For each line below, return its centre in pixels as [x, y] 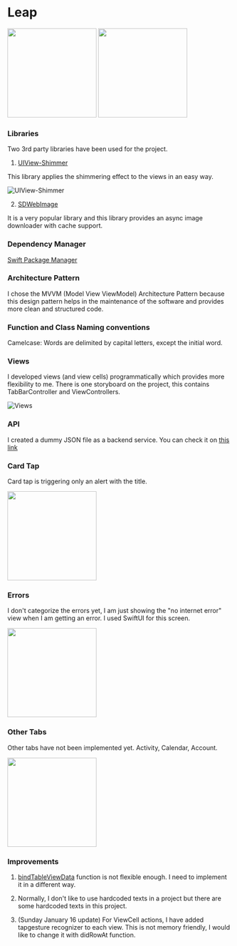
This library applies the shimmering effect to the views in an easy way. [110, 177]
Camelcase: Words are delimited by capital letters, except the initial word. [115, 343]
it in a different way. [47, 884]
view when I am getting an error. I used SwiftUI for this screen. [99, 618]
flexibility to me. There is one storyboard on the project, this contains [109, 384]
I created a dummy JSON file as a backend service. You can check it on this [118, 440]
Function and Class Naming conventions [79, 327]
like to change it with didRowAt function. [77, 935]
